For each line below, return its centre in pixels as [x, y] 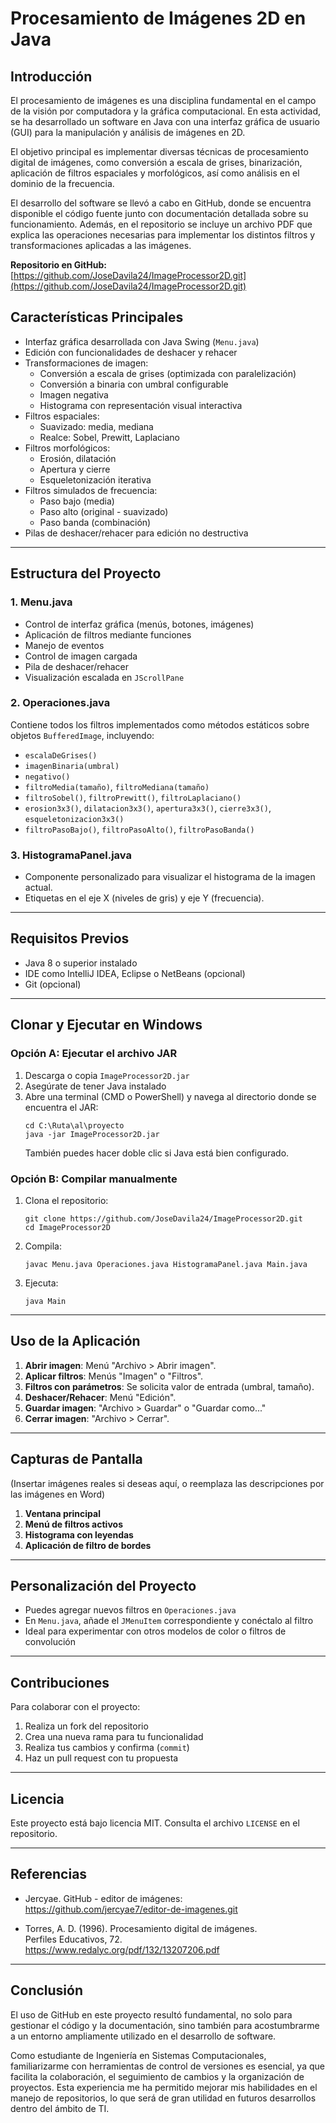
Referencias [49, 1874]
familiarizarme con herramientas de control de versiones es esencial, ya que [167, 2066]
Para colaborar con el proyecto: [75, 1707]
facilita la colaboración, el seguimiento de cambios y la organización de [157, 2076]
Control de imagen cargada [81, 656]
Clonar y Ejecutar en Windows [106, 1025]
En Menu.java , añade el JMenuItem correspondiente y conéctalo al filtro [169, 1621]
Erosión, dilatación [78, 458]
